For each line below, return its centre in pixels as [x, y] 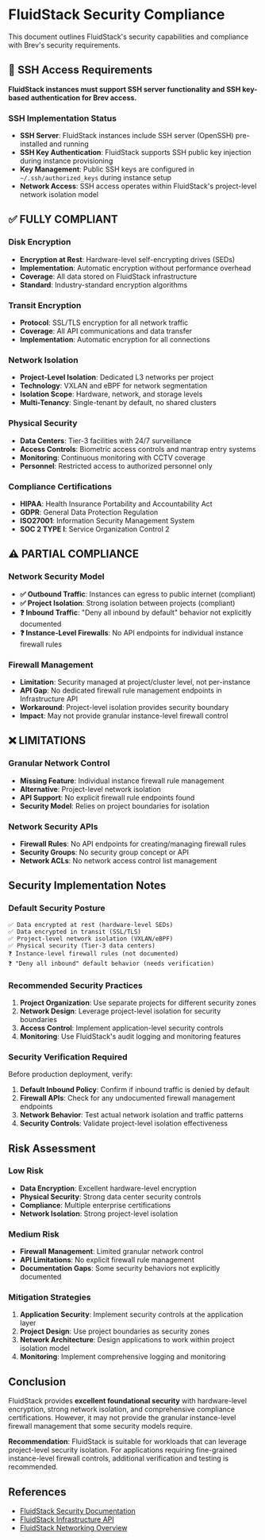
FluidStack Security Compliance [117, 15]
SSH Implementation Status [63, 118]
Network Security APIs [53, 826]
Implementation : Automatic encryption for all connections [115, 340]
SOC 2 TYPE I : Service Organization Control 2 [94, 529]
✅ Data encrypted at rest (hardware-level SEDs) [91, 924]
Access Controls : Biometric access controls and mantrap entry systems [138, 449]
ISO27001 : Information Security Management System [107, 520]
